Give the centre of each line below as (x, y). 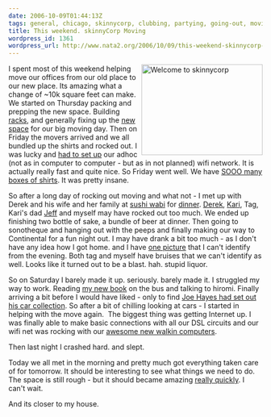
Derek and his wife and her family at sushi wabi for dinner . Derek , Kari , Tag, (133, 204)
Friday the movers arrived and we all (69, 137)
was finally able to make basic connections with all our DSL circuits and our (134, 323)
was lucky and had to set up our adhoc (73, 155)
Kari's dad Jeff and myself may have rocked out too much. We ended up (129, 213)
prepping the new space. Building (64, 112)
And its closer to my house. (54, 404)
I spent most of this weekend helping (70, 69)
